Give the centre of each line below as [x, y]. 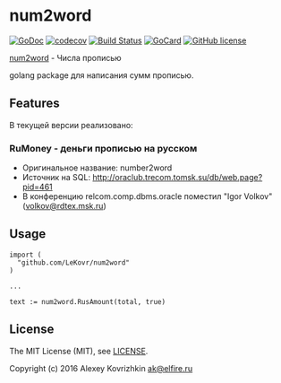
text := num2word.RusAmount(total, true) [88, 301]
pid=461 [38, 187]
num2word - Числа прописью [66, 57]
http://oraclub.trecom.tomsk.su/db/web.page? [178, 178]
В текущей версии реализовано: [71, 125]
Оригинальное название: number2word [97, 168]
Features [34, 104]
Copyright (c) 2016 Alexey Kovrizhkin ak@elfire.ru [101, 368]
